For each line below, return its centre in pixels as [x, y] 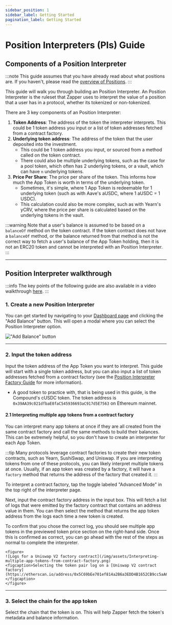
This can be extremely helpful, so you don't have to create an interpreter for [85, 437]
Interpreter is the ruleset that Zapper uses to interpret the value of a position [86, 97]
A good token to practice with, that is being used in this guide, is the [84, 392]
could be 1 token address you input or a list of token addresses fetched [88, 128]
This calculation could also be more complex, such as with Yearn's [91, 204]
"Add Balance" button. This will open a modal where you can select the [80, 321]
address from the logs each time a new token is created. [65, 516]
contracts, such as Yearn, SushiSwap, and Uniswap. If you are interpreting [84, 458]
